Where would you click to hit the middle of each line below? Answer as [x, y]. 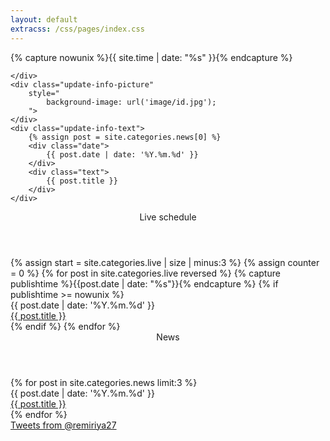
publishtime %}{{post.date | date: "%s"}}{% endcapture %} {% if [144, 283]
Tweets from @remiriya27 [63, 425]
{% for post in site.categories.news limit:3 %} [104, 382]
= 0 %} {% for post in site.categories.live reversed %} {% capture [145, 273]
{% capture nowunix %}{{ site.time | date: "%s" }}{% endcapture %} [151, 57]
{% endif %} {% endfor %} [65, 326]
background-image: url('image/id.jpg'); [131, 102]
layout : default [44, 19]
